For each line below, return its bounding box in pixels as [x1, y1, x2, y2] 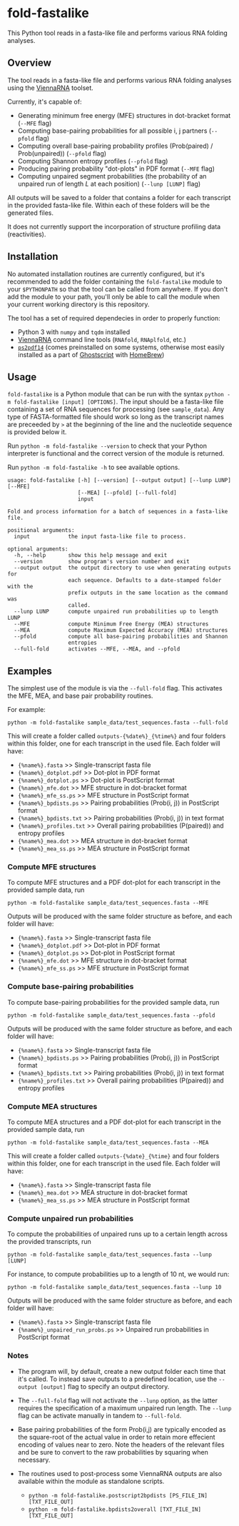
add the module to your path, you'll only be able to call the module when [7, 292, 220, 301]
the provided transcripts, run [7, 1238, 91, 1246]
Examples [7, 665, 52, 677]
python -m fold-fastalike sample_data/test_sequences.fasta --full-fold [7, 719, 228, 726]
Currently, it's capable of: [7, 97, 82, 106]
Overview [7, 57, 52, 69]
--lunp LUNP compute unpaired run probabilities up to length [14, 608, 219, 616]
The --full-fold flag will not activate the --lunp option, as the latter [17, 1396, 218, 1405]
